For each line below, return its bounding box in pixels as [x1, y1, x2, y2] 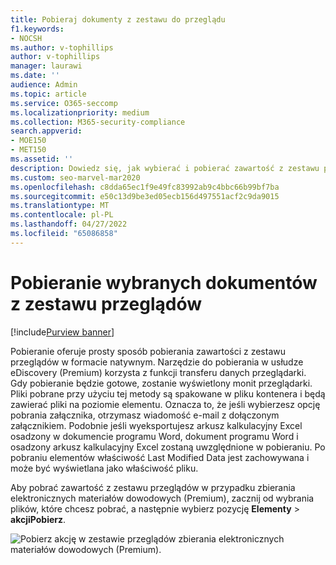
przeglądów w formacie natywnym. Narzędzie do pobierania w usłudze [10, 356, 304, 368]
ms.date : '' [10, 71, 60, 81]
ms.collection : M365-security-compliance [10, 117, 186, 127]
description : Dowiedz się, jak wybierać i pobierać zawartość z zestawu [10, 163, 320, 173]
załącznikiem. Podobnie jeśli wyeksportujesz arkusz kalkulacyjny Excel [10, 419, 303, 431]
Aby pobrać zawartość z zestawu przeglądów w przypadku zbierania [10, 481, 296, 493]
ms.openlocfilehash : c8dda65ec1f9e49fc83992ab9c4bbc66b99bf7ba [10, 182, 280, 192]
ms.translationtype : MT [10, 201, 110, 211]
